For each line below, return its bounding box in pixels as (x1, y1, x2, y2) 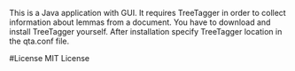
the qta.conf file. (9, 35, 70, 46)
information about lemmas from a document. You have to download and (9, 17, 271, 28)
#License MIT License (9, 53, 90, 63)
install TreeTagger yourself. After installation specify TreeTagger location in (9, 27, 283, 36)
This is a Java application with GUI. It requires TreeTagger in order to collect (9, 8, 286, 18)
